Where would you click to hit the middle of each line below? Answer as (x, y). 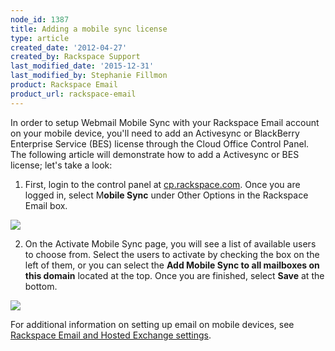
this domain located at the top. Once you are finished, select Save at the (174, 275)
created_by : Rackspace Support (75, 57)
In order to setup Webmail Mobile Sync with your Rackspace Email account (165, 122)
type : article (40, 38)
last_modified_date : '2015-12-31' (82, 66)
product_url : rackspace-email (73, 94)
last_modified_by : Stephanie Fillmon (89, 76)
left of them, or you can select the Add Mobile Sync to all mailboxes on (172, 265)
